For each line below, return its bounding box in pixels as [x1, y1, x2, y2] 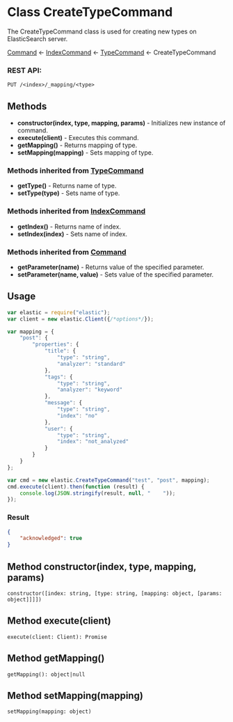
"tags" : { [44, 374, 73, 381]
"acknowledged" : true [19, 535, 82, 542]
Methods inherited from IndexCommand [7, 206, 146, 216]
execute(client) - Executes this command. [17, 134, 139, 142]
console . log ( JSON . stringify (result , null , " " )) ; [19, 489, 176, 497]
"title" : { [44, 348, 77, 355]
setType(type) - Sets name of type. [17, 189, 120, 197]
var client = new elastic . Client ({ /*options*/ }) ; [7, 315, 154, 323]
